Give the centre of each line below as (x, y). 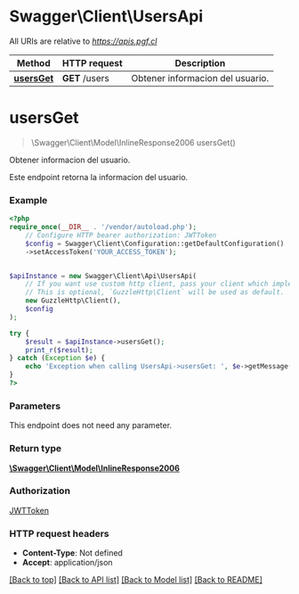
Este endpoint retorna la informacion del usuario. (99, 177)
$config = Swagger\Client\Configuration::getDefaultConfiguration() (155, 243)
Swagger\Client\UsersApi (106, 16)
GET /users (85, 78)
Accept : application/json (67, 563)
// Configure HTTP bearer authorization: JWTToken (121, 235)
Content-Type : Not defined (72, 553)
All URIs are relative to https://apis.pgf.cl (83, 41)
